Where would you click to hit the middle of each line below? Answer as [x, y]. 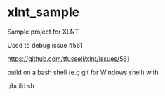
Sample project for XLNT [43, 32]
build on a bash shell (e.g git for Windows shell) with [83, 72]
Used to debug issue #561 [45, 45]
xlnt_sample [44, 12]
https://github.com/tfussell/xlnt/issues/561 [68, 59]
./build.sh [21, 85]
